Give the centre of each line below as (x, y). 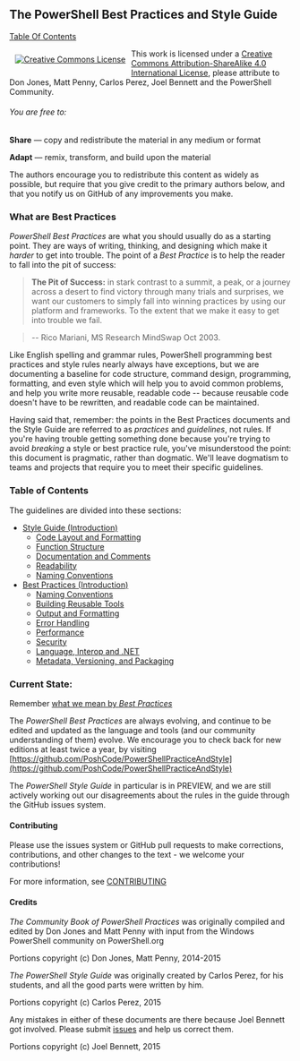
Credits (23, 902)
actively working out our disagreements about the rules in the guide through (150, 795)
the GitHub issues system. (58, 804)
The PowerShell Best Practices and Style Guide (143, 15)
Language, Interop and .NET (88, 651)
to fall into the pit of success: (63, 265)
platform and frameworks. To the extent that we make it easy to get (155, 311)
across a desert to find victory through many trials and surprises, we (158, 292)
